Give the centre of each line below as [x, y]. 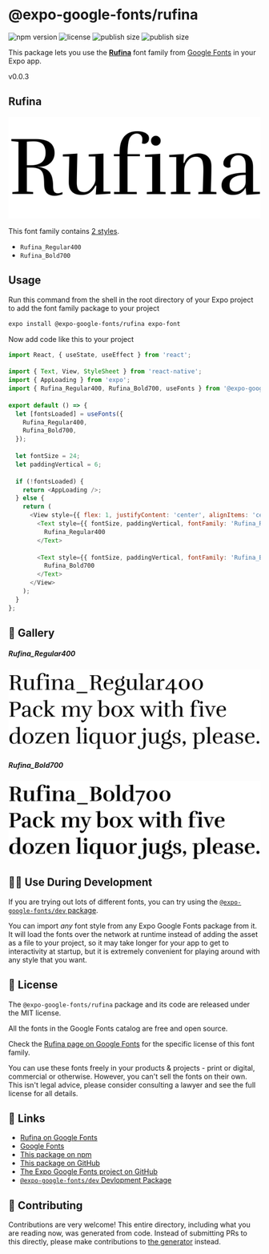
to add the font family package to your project [84, 308]
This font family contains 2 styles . [64, 231]
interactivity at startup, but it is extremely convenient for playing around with [134, 951]
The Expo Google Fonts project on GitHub [88, 1172]
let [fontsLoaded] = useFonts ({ [70, 414]
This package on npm [56, 1155]
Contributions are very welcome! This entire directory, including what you [129, 1225]
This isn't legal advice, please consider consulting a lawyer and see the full [132, 1085]
